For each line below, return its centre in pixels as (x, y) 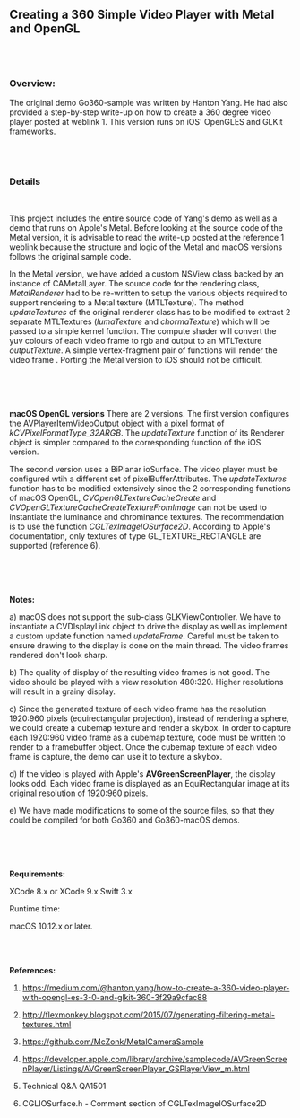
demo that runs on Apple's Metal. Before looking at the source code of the (146, 228)
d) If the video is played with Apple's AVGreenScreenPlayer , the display (142, 774)
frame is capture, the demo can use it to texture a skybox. (116, 757)
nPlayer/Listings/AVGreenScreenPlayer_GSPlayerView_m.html (136, 1069)
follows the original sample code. (70, 257)
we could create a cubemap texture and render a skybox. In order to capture (150, 728)
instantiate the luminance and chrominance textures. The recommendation (147, 517)
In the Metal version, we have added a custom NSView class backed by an (146, 274)
